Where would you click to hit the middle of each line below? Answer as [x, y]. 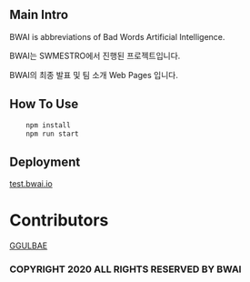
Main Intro [39, 15]
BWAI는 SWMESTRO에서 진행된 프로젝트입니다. [95, 55]
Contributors [59, 221]
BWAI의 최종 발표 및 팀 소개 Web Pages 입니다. [94, 75]
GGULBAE [29, 246]
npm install [48, 125]
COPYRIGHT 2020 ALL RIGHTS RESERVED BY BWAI [125, 269]
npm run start [52, 134]
